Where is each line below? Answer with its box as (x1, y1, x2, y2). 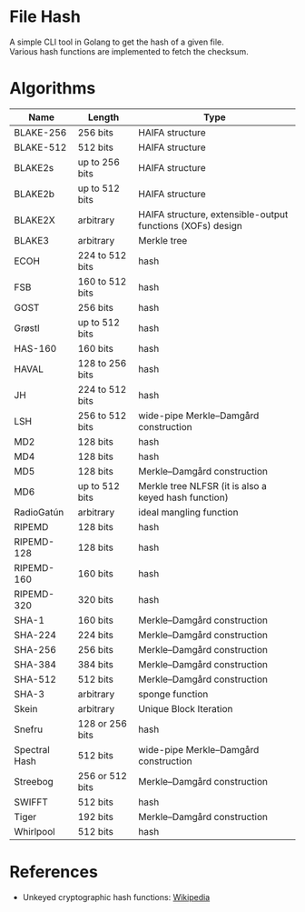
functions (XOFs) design (138, 219, 242, 232)
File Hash (9, 6, 82, 27)
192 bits (77, 810, 114, 823)
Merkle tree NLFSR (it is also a (138, 479, 268, 492)
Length (87, 111, 120, 124)
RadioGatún (14, 506, 64, 518)
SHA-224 (14, 628, 57, 641)
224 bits (77, 628, 114, 641)
